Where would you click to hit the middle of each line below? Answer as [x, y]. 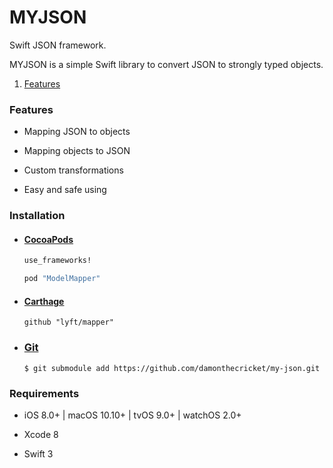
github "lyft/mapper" [68, 322]
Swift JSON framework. [58, 45]
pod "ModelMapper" [62, 279]
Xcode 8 [41, 434]
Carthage [44, 301]
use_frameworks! [57, 261]
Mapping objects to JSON [77, 151]
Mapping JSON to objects [77, 132]
